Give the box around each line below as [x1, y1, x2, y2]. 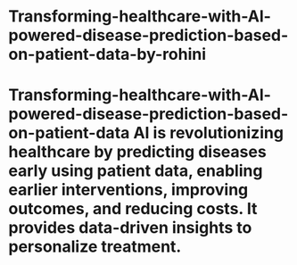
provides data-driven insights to [8, 218, 252, 238]
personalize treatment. [8, 236, 182, 257]
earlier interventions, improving [8, 180, 249, 200]
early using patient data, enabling [8, 161, 263, 181]
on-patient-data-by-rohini [8, 45, 207, 64]
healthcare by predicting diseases [8, 142, 267, 162]
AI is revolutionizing [132, 123, 285, 144]
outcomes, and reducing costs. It [8, 199, 258, 219]
